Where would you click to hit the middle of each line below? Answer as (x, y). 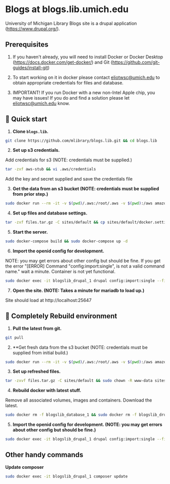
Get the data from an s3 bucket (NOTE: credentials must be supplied (86, 189)
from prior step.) (30, 194)
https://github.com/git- (136, 62)
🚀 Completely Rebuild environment (61, 316)
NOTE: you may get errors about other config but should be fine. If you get (83, 260)
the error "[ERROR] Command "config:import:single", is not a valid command (85, 266)
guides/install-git (30, 67)
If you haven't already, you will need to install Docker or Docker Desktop (88, 57)
